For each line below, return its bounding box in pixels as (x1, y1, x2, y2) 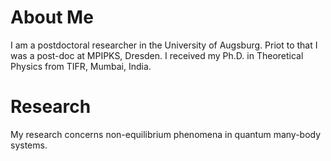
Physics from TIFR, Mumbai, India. (10, 60, 152, 72)
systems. (10, 139, 48, 151)
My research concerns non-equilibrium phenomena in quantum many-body (10, 128, 322, 140)
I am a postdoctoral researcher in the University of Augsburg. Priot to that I (10, 39, 318, 51)
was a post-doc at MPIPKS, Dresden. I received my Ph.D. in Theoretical (10, 49, 304, 61)
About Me (10, 6, 94, 29)
